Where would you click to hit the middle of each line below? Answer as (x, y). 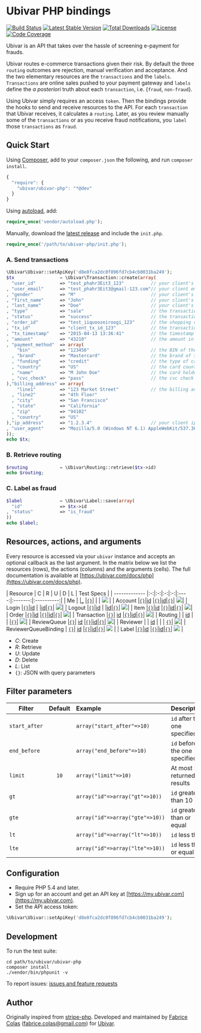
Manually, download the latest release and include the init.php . (85, 233)
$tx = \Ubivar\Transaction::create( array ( (81, 278)
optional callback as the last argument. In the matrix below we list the (91, 562)
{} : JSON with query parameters (55, 672)
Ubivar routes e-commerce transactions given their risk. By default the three (100, 64)
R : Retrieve (28, 647)
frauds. (15, 52)
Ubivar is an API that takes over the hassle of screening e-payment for (93, 46)
